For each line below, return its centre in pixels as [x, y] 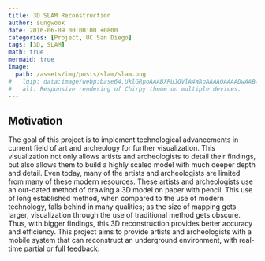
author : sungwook [37, 23]
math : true [26, 52]
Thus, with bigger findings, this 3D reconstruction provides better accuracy [131, 224]
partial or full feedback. [62, 248]
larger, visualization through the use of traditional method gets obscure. [124, 215]
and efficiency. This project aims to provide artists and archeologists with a [130, 232]
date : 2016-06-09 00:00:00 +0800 [63, 30]
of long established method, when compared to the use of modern [116, 199]
